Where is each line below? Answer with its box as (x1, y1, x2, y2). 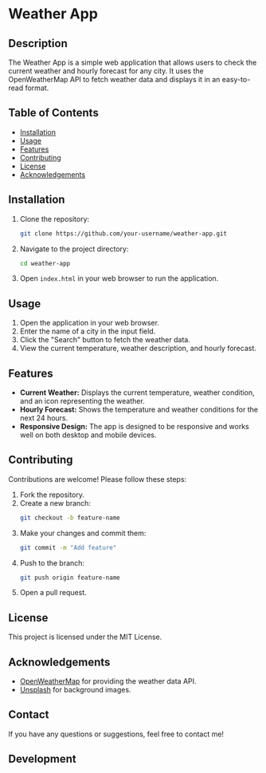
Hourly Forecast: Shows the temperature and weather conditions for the (19, 404, 259, 414)
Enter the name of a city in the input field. (19, 326, 156, 336)
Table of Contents (8, 106, 100, 120)
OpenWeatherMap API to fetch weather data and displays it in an (8, 75, 221, 84)
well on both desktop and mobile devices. (19, 430, 157, 440)
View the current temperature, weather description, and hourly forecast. (19, 344, 257, 353)
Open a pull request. (19, 588, 88, 597)
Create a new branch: (19, 498, 92, 507)
